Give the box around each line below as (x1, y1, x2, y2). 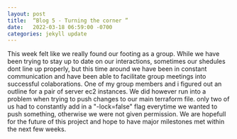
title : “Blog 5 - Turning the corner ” (7, 17, 129, 24)
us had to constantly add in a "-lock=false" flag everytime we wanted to (7, 102, 218, 111)
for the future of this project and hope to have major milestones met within (7, 118, 225, 126)
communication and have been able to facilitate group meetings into (7, 72, 206, 81)
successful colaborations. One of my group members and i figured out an (7, 79, 222, 89)
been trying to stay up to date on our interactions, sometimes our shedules (7, 57, 226, 66)
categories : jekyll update (7, 30, 87, 38)
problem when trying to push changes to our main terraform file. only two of (7, 95, 230, 104)
